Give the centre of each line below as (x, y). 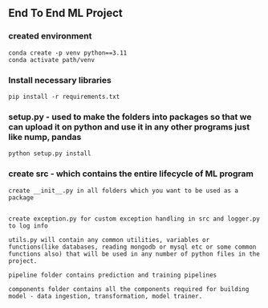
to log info (28, 226)
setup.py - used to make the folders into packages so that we (130, 117)
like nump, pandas (45, 137)
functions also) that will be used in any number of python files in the (134, 254)
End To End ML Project (65, 13)
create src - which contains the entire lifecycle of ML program (131, 174)
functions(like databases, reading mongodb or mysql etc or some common (132, 247)
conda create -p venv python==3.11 (68, 53)
